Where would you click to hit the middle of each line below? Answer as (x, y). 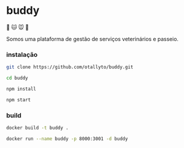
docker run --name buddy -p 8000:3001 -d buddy (67, 139)
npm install (21, 89)
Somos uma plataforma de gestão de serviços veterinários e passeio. (93, 39)
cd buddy (17, 78)
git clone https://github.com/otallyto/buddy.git (70, 67)
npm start (19, 100)
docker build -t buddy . (37, 128)
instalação (22, 54)
